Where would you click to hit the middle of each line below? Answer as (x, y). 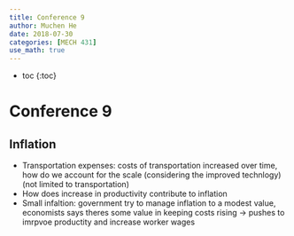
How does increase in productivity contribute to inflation (124, 194)
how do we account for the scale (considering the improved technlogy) (151, 175)
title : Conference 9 (47, 17)
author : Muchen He (43, 26)
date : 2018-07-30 (41, 34)
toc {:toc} (39, 75)
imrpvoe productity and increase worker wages (108, 222)
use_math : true (37, 51)
